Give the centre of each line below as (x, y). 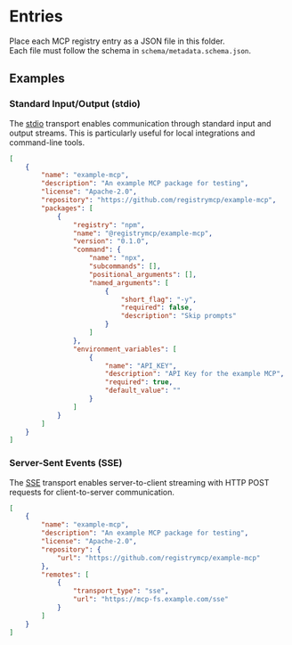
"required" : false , (157, 308)
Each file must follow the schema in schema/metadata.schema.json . (130, 50)
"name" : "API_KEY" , (141, 366)
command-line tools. (47, 142)
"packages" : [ (67, 208)
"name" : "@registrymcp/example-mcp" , (143, 233)
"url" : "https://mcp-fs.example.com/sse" (150, 600)
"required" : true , (139, 382)
